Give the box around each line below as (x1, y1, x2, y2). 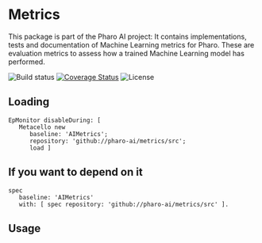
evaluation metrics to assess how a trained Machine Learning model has (8, 48, 245, 58)
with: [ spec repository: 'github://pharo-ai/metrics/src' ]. (18, 200, 229, 208)
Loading (8, 95, 50, 108)
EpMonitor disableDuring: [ (8, 116, 102, 124)
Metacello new (18, 123, 66, 131)
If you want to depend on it (8, 165, 143, 179)
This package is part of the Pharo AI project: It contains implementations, (8, 32, 248, 41)
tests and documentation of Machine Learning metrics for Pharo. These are (8, 40, 255, 49)
